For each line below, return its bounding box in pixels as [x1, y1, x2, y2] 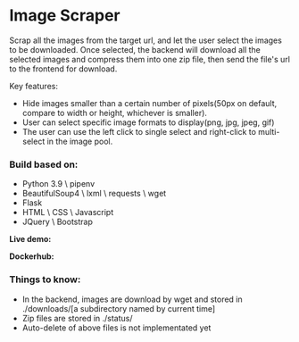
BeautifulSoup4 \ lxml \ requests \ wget [21, 188, 167, 199]
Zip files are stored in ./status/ [21, 313, 133, 323]
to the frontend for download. [9, 63, 118, 74]
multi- [258, 126, 280, 137]
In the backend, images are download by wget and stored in [21, 294, 243, 304]
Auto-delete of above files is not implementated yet [21, 322, 212, 333]
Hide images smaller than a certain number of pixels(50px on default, [21, 97, 278, 108]
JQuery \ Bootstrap [21, 216, 94, 228]
